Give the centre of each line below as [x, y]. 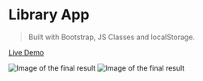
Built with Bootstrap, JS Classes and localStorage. [112, 37]
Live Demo [26, 52]
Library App [49, 15]
